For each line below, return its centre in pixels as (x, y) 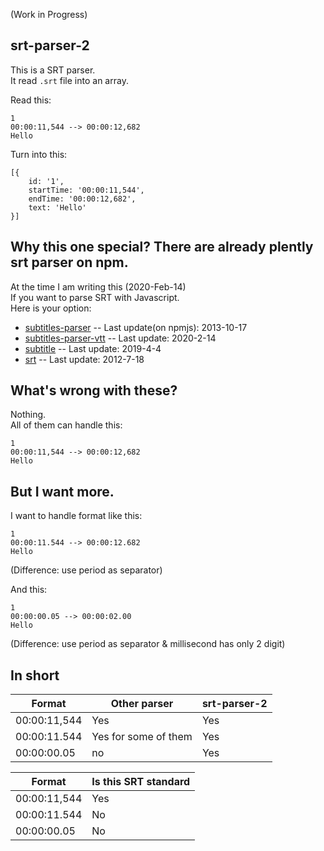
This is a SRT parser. (53, 70)
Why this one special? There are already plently (162, 247)
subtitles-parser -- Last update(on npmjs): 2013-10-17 (136, 327)
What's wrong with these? (94, 390)
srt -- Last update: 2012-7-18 (84, 359)
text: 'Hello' (57, 207)
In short (35, 675)
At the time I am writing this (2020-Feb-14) (98, 286)
